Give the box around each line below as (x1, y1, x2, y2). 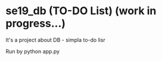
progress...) (5, 17, 66, 30)
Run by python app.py (5, 47, 60, 54)
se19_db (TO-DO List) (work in (5, 4, 157, 18)
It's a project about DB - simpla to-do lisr (5, 36, 105, 43)
